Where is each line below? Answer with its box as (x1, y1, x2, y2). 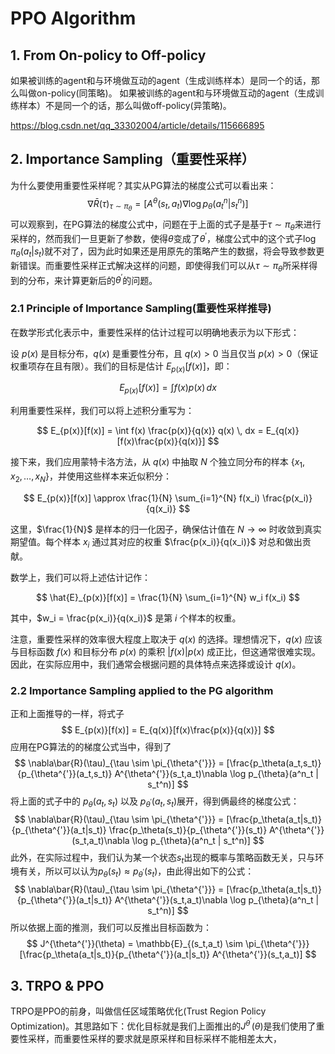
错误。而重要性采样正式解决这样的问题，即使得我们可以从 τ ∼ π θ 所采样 (18, 259, 310, 274)
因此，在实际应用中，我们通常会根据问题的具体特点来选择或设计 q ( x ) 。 (10, 658, 302, 670)
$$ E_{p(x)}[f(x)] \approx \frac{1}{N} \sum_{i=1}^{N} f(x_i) (23, 492, 261, 504)
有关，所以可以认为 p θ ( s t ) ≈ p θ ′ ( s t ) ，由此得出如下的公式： (18, 865, 255, 880)
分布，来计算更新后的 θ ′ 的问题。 (27, 272, 158, 286)
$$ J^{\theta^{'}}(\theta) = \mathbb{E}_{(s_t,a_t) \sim (26, 938, 244, 950)
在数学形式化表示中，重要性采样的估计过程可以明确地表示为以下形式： (10, 326, 300, 338)
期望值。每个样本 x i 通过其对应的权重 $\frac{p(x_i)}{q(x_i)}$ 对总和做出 (10, 535, 303, 550)
